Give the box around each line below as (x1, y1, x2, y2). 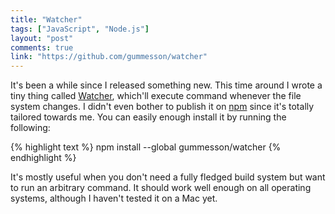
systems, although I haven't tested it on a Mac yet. (10, 192, 218, 205)
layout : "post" (10, 33, 74, 43)
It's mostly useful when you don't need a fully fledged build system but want (10, 171, 326, 183)
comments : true (10, 42, 74, 53)
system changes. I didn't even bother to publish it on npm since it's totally (10, 101, 315, 113)
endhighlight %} (10, 152, 77, 164)
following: (10, 122, 51, 134)
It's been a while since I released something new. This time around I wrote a (10, 79, 323, 91)
